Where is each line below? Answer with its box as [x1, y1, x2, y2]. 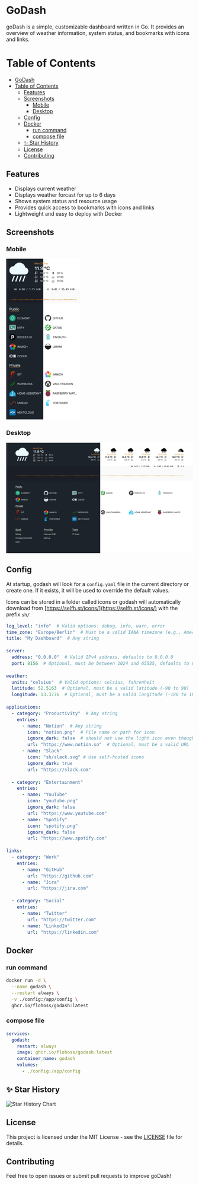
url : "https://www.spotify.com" [27, 835, 108, 841]
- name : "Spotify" [21, 816, 68, 822]
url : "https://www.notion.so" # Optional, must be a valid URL [27, 742, 190, 748]
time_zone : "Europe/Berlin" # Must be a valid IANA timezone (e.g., [6, 629, 182, 635]
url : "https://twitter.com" [27, 917, 97, 923]
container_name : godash [17, 1056, 76, 1062]
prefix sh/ [6, 611, 30, 618]
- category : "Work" [11, 854, 60, 860]
